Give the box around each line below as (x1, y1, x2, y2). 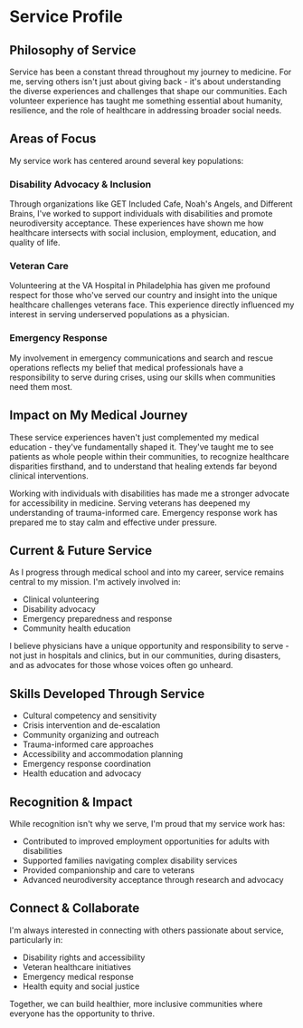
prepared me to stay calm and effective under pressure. (9, 517, 217, 528)
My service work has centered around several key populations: (9, 155, 244, 166)
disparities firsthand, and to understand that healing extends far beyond (9, 461, 278, 471)
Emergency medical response (22, 971, 134, 982)
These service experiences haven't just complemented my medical (9, 432, 260, 442)
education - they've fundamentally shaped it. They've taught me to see (9, 441, 274, 452)
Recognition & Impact (9, 794, 133, 810)
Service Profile (9, 6, 124, 27)
